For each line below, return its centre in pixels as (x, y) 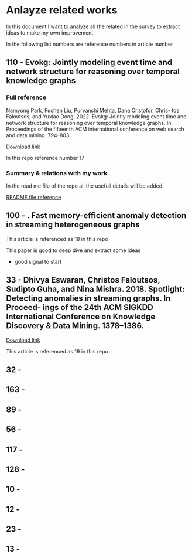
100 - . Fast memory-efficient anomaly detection (96, 215)
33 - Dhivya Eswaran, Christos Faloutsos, (83, 280)
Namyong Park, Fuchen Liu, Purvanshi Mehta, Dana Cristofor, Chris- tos (93, 110)
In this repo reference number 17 (45, 158)
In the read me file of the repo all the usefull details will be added (84, 186)
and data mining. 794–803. (39, 135)
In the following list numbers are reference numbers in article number (90, 44)
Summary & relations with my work (57, 173)
